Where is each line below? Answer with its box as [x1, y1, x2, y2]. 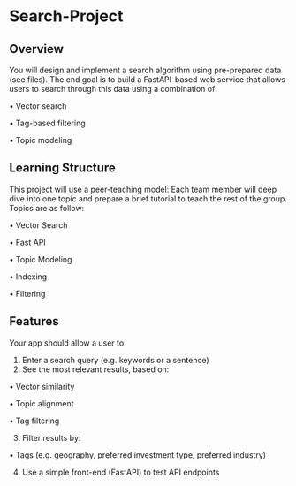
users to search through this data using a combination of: [9, 84, 218, 94]
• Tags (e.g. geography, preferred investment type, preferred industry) [9, 449, 267, 460]
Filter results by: [21, 432, 81, 443]
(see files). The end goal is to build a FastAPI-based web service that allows [9, 74, 285, 85]
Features [9, 314, 59, 329]
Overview [9, 42, 65, 57]
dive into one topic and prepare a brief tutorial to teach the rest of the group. [9, 193, 287, 204]
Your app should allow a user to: [9, 338, 126, 348]
